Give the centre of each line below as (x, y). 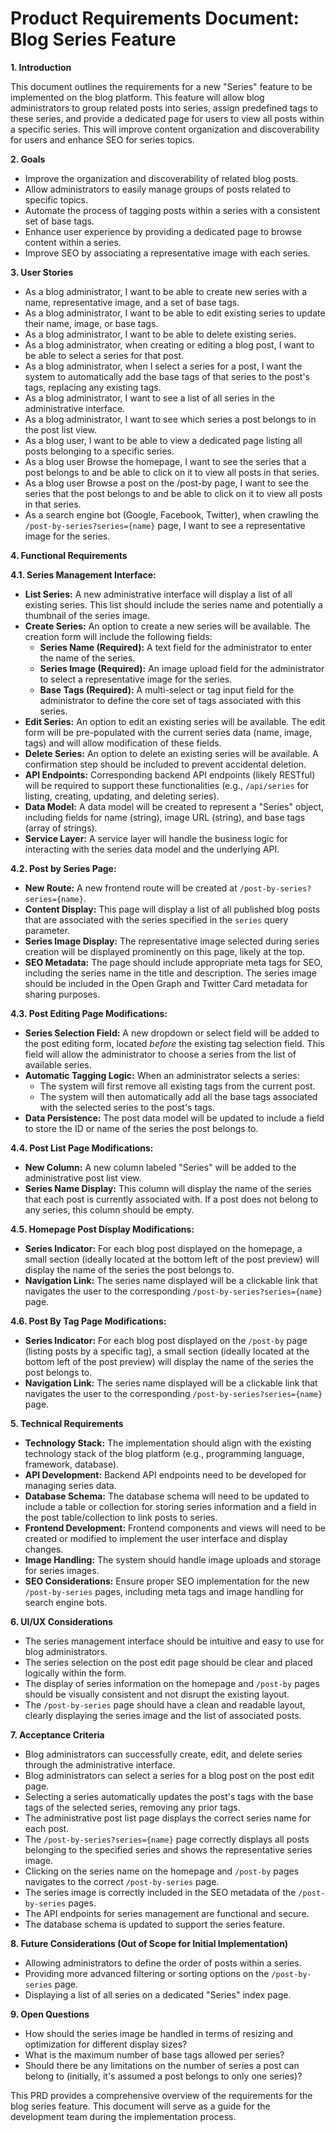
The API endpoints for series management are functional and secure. (167, 1913)
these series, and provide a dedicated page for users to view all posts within (167, 118)
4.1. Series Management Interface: (83, 574)
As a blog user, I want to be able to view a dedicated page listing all (163, 440)
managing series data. (70, 1485)
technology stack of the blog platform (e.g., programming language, (164, 1453)
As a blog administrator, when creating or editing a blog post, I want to (169, 344)
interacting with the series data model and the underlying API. (152, 849)
